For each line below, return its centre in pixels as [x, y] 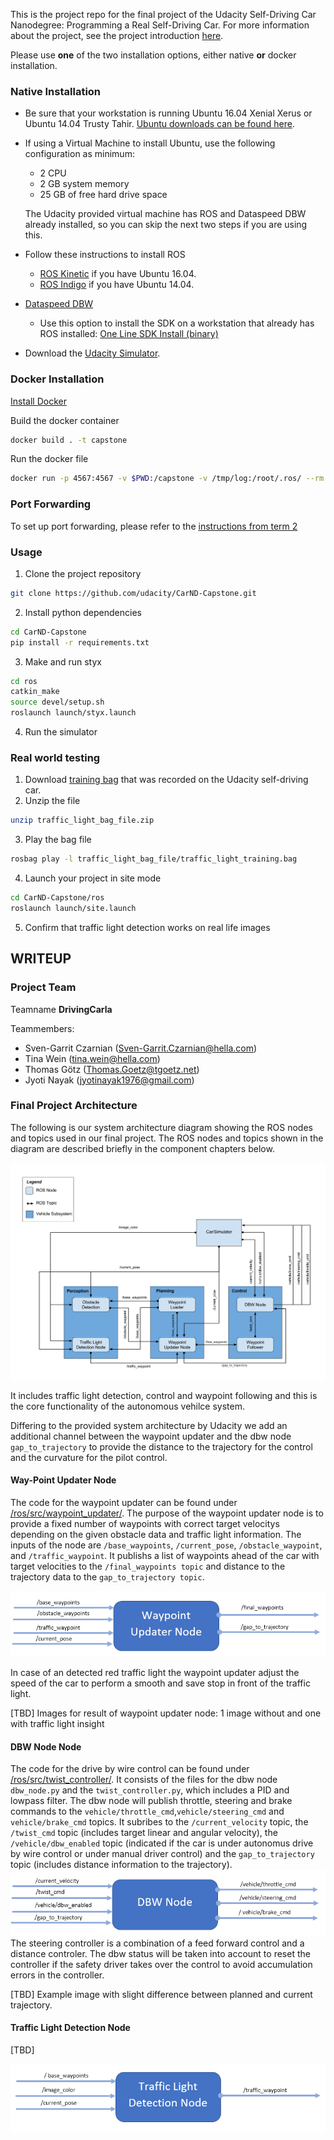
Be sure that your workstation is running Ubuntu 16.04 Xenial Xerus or [168, 113]
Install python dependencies [83, 612]
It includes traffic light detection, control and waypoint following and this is [164, 1395]
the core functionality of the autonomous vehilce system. [127, 1406]
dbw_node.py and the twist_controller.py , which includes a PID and [150, 1790]
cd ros [24, 681]
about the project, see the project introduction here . [117, 35]
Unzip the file [52, 801]
